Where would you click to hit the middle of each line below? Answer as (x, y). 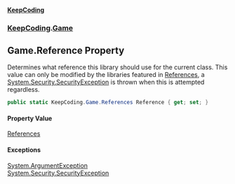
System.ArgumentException (48, 165)
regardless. (23, 90)
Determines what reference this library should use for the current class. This (117, 67)
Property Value (30, 118)
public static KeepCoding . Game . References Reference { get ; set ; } (108, 102)
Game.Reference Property (66, 50)
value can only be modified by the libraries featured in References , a (106, 75)
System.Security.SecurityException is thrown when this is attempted (106, 82)
